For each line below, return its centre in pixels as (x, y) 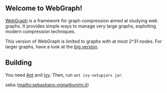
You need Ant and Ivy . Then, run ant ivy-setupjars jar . (64, 75)
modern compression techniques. (41, 31)
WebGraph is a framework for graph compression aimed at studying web (81, 20)
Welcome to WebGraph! (44, 8)
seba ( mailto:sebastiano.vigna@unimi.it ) (47, 85)
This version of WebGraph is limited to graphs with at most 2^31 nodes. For (84, 41)
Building (19, 63)
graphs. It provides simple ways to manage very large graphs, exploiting (81, 26)
